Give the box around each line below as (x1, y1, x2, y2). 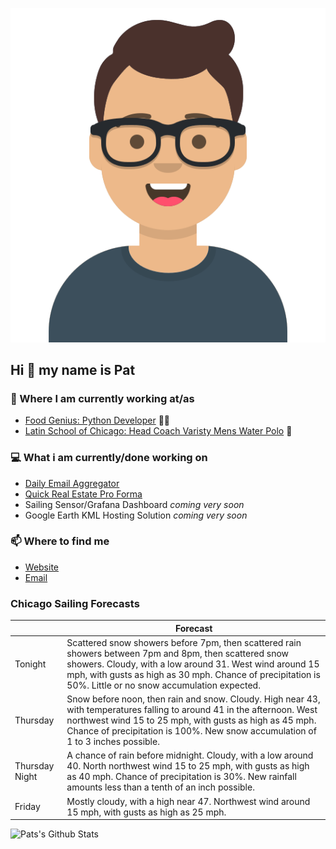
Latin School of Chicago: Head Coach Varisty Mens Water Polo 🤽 (24, 425, 293, 437)
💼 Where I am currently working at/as (10, 391, 195, 405)
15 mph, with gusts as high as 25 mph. (66, 806, 227, 818)
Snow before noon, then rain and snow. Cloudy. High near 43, (66, 693, 321, 705)
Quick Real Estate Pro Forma (24, 488, 143, 500)
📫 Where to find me (10, 534, 110, 548)
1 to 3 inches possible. (66, 736, 160, 748)
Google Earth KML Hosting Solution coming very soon (24, 509, 248, 521)
